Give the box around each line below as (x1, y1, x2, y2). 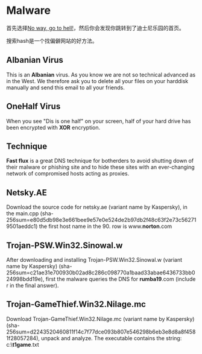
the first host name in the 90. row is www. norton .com (39, 223, 172, 230)
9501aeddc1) (6, 223, 38, 230)
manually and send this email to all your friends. (6, 84, 125, 91)
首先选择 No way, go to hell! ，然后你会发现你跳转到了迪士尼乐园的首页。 (6, 24, 185, 31)
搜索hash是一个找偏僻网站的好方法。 (6, 37, 98, 44)
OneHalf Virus (6, 101, 61, 112)
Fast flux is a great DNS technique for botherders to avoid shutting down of (6, 157, 194, 165)
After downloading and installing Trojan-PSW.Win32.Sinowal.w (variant (6, 256, 183, 263)
